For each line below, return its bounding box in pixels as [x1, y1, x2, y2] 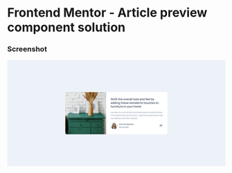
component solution [7, 19, 126, 35]
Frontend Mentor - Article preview [7, 5, 208, 21]
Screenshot [7, 44, 47, 54]
